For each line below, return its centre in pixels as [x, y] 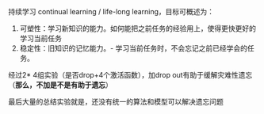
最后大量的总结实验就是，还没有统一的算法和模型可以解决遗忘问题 [116, 102]
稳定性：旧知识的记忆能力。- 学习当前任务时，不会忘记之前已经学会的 [134, 48]
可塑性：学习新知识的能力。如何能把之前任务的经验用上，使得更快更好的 [138, 28]
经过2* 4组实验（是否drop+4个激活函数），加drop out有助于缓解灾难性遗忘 [130, 75]
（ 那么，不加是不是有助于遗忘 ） [60, 85]
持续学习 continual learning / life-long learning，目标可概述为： [111, 11]
